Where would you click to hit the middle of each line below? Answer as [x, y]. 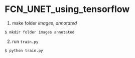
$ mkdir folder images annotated [40, 32]
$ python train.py [24, 50]
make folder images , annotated [44, 23]
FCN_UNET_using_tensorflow [67, 9]
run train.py [25, 41]
